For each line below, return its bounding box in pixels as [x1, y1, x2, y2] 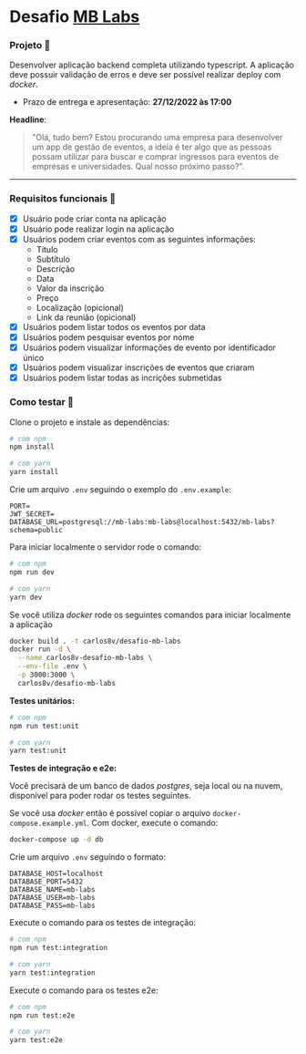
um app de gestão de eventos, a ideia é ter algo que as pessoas [31, 141, 272, 152]
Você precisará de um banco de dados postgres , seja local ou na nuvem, [9, 780, 283, 791]
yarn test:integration [9, 968, 96, 977]
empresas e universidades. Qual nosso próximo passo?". [31, 161, 245, 172]
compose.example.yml [9, 819, 88, 829]
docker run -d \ [9, 645, 71, 654]
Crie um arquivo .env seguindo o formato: [9, 852, 167, 863]
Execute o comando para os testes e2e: [9, 985, 158, 996]
